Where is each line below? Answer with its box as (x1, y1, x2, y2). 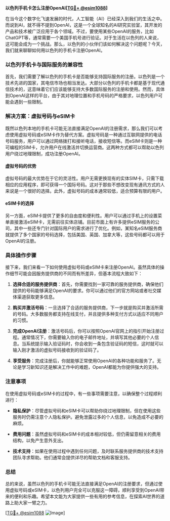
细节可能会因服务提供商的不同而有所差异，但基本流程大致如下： (9, 271, 143, 277)
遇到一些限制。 (14, 99, 46, 105)
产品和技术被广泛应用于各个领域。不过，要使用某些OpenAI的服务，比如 (5, 28, 154, 34)
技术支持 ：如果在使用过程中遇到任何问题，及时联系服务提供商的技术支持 (12, 448, 163, 454)
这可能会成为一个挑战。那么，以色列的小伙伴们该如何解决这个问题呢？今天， (5, 41, 165, 47)
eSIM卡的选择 (5, 200, 34, 206)
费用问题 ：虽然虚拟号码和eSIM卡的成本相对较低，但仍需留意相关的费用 (12, 431, 161, 437)
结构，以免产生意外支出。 (12, 437, 66, 443)
